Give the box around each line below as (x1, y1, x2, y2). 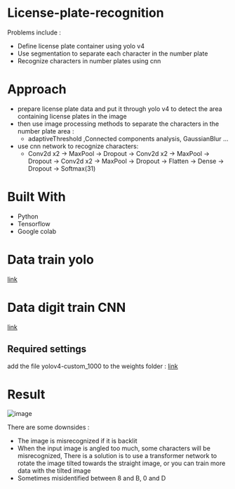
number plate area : (17, 126, 74, 135)
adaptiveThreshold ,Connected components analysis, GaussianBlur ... (27, 134, 229, 143)
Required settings (7, 343, 87, 356)
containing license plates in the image (17, 112, 128, 120)
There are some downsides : (7, 423, 90, 431)
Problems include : (7, 28, 62, 37)
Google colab (17, 227, 57, 235)
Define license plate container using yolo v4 (17, 41, 145, 50)
